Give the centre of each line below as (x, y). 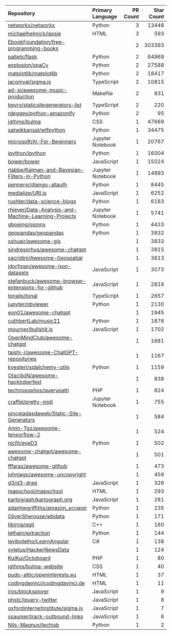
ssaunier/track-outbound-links (46, 616)
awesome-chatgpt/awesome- (45, 451)
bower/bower (24, 161)
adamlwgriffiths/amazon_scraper (47, 508)
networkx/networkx (31, 25)
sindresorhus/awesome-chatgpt (47, 250)
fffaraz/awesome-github (38, 466)
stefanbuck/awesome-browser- (47, 281)
